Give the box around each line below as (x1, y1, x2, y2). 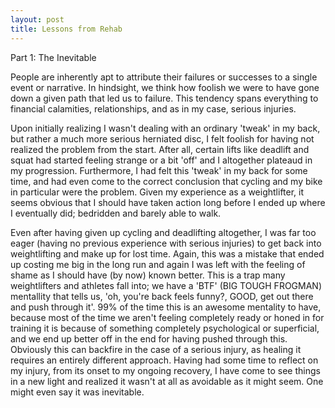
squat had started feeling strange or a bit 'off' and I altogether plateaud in (10, 154, 313, 166)
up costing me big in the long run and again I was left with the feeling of (10, 258, 306, 270)
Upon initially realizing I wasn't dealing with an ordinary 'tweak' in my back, (10, 122, 321, 134)
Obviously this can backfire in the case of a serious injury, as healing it (10, 343, 302, 355)
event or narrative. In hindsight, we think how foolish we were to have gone (10, 81, 320, 93)
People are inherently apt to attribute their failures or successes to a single (10, 71, 318, 83)
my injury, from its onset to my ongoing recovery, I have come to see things (10, 364, 321, 376)
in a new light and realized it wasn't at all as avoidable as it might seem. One (10, 375, 324, 387)
